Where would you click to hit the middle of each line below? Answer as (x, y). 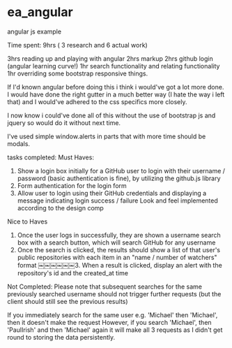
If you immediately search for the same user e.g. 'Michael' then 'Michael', (113, 314)
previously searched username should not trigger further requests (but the (114, 293)
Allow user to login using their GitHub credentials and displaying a (112, 193)
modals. (18, 143)
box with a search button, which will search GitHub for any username (116, 242)
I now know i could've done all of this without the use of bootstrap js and (111, 115)
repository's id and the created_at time (73, 273)
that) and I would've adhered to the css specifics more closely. (97, 101)
